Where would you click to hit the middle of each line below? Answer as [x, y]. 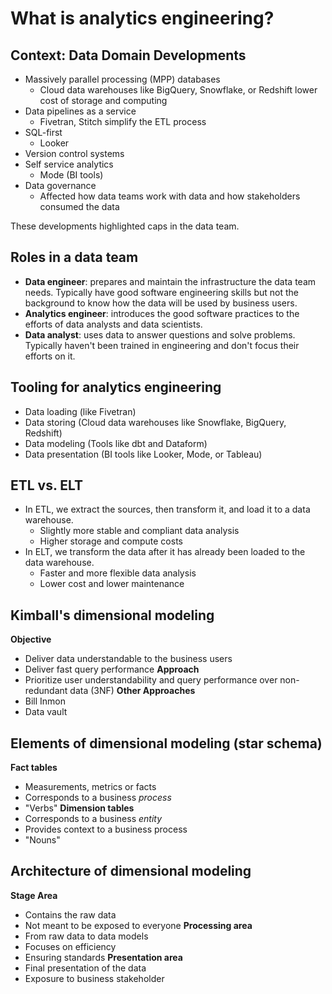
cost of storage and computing [103, 100]
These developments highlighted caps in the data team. [125, 226]
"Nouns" [42, 840]
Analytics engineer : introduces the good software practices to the [162, 313]
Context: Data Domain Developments [128, 55]
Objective [31, 639]
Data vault [46, 712]
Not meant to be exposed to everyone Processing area [138, 925]
